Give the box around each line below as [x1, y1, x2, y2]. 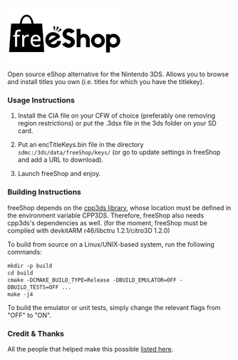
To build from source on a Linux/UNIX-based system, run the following [7, 240, 215, 248]
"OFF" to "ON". [7, 311, 52, 319]
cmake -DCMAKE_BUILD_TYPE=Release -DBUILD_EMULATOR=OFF [7, 277, 177, 284]
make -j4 [7, 291, 33, 298]
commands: [7, 247, 43, 256]
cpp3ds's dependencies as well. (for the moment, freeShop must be [7, 218, 208, 227]
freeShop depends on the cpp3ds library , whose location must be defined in [7, 203, 232, 212]
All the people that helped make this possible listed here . [7, 344, 174, 353]
